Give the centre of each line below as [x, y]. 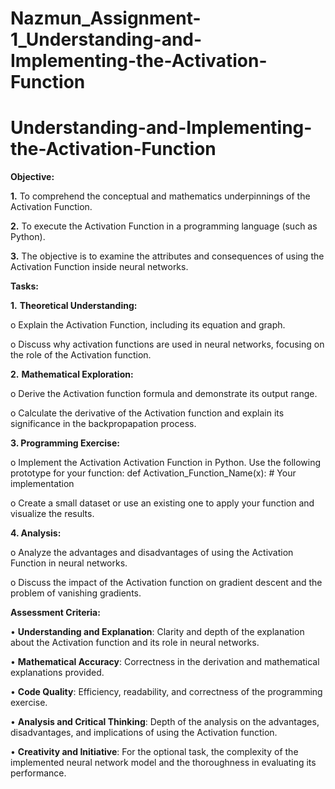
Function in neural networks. [69, 563]
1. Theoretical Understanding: [74, 306]
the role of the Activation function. [81, 355]
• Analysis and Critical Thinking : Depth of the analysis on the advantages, [165, 722]
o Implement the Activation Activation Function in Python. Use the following [166, 463]
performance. [38, 773]
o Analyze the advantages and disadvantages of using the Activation [152, 553]
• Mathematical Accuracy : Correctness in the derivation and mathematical [165, 662]
